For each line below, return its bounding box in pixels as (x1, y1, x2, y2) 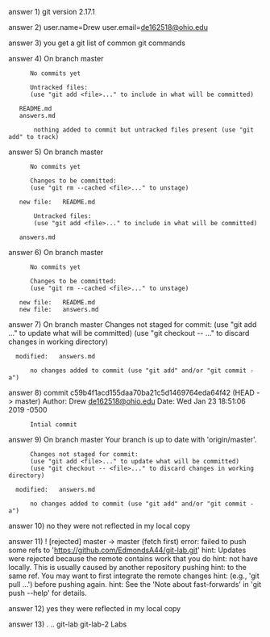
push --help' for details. (8, 589, 87, 597)
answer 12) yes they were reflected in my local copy (8, 604, 181, 613)
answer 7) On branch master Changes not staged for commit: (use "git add (8, 320, 257, 329)
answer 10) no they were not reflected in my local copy (8, 521, 191, 530)
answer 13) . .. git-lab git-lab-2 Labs (8, 619, 127, 629)
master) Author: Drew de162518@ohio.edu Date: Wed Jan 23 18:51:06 (15, 396, 246, 406)
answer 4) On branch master (8, 54, 104, 63)
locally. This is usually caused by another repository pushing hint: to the (8, 563, 247, 572)
